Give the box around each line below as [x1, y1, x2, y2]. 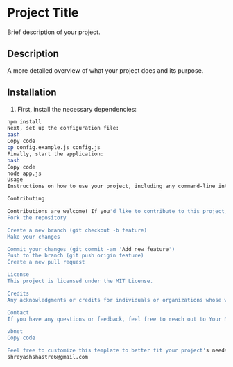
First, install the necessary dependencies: [17, 105, 137, 113]
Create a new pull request [7, 259, 85, 266]
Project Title [7, 5, 79, 21]
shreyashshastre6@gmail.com [7, 354, 89, 361]
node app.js [7, 170, 42, 177]
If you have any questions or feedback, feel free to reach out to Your [7, 316, 222, 323]
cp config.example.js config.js [7, 144, 101, 151]
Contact [7, 309, 30, 316]
